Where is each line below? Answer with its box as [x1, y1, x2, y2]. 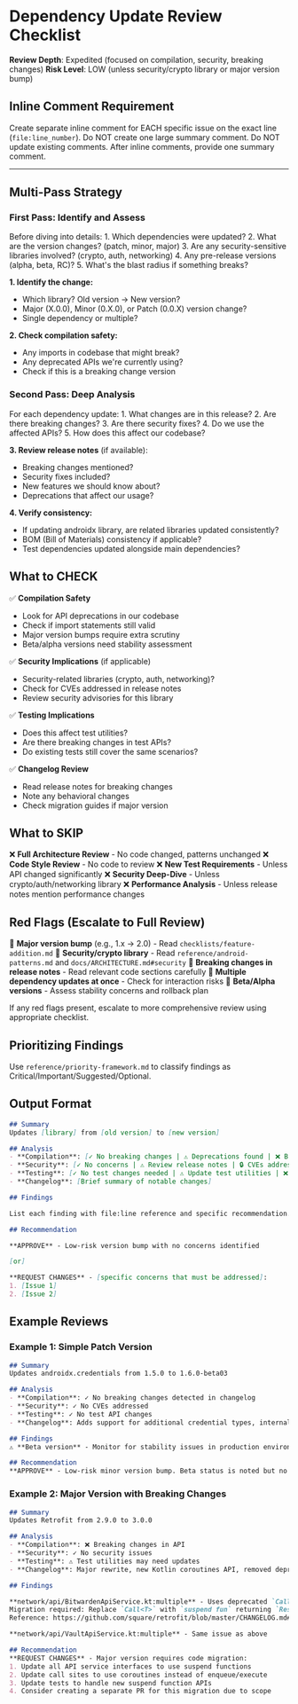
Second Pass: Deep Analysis [9, 389, 136, 401]
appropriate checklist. [9, 1012, 90, 1023]
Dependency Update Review [9, 6, 223, 27]
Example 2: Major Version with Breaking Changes [9, 1488, 227, 1500]
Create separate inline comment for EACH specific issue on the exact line [9, 122, 278, 133]
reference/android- [176, 949, 249, 959]
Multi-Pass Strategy [9, 185, 122, 200]
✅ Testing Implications [9, 710, 95, 720]
